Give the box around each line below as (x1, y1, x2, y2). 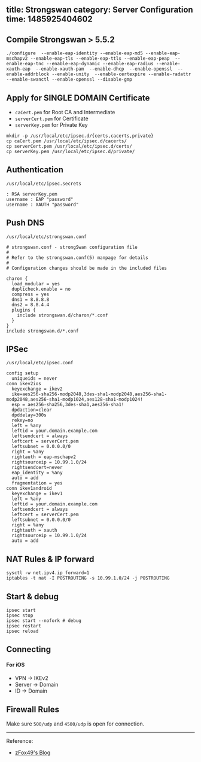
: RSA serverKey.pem (6, 191, 58, 197)
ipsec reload (6, 628, 39, 635)
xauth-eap (6, 66, 31, 72)
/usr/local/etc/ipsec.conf (6, 360, 74, 366)
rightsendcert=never (11, 465, 63, 471)
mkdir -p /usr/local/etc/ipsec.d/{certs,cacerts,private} (6, 133, 154, 139)
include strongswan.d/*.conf (6, 328, 79, 334)
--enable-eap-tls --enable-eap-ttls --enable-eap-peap (30, 56, 170, 62)
